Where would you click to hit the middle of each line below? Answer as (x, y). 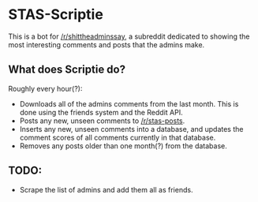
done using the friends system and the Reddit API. (101, 112)
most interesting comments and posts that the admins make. (107, 44)
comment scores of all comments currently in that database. (118, 137)
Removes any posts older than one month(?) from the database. (123, 146)
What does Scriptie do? (67, 70)
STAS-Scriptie (56, 15)
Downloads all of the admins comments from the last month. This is (129, 103)
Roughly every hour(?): (45, 88)
